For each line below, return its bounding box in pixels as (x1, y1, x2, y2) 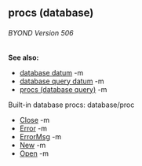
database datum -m (19, 68, 84, 77)
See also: (8, 53, 39, 62)
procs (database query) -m (19, 84, 107, 94)
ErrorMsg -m (19, 131, 61, 141)
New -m (19, 140, 46, 149)
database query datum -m (19, 76, 104, 86)
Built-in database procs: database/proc (8, 100, 135, 109)
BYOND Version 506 (8, 28, 74, 38)
